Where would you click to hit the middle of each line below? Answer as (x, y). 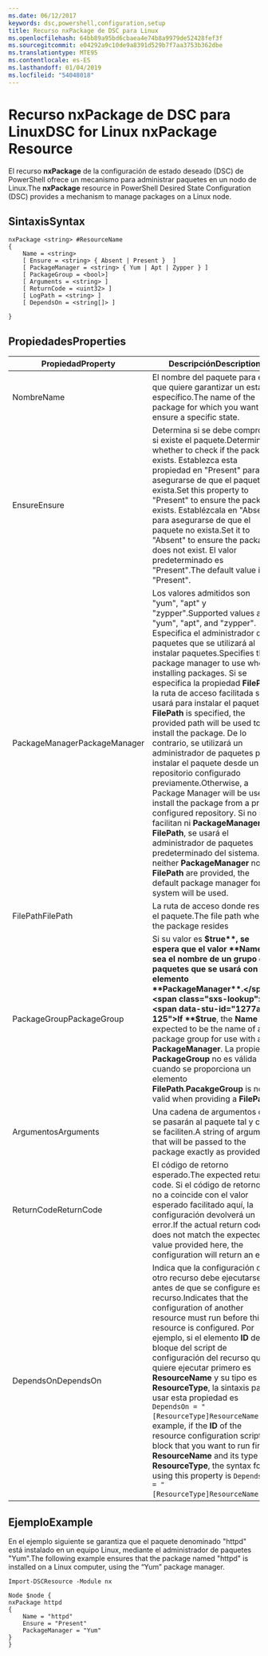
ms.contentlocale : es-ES (49, 61)
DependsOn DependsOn (57, 1381)
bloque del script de (189, 1348)
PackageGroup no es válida (205, 1059)
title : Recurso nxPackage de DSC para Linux (83, 30)
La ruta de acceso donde (199, 906)
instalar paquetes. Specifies (203, 653)
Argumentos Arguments (56, 1132)
